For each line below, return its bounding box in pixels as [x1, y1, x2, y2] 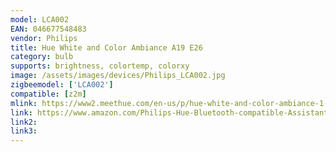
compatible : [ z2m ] [10, 89, 87, 99]
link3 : [10, 126, 38, 136]
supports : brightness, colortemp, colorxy [10, 61, 190, 71]
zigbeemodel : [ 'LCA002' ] [10, 80, 114, 90]
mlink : [10, 98, 38, 108]
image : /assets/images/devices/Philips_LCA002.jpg [10, 71, 226, 81]
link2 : [10, 117, 38, 127]
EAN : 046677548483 [10, 24, 87, 34]
